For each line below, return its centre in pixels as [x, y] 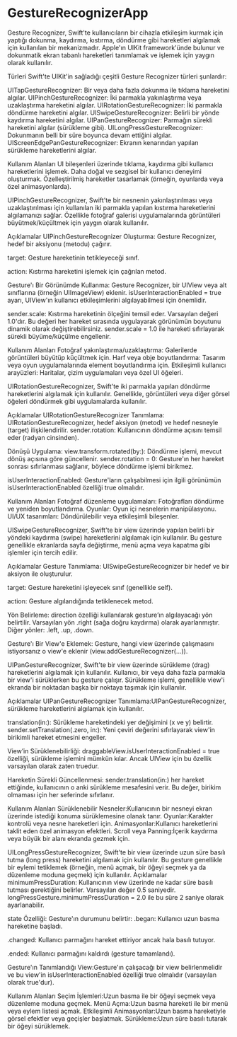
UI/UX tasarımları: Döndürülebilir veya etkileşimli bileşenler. [93, 516]
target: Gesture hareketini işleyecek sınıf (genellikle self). [90, 587]
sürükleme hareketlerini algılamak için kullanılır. [76, 708]
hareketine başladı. [35, 926]
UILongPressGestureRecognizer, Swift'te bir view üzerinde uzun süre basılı [116, 852]
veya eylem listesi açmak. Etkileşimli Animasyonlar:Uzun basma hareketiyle [117, 1011]
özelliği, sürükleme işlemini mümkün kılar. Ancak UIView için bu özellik [110, 758]
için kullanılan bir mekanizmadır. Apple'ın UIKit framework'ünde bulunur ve [116, 47]
